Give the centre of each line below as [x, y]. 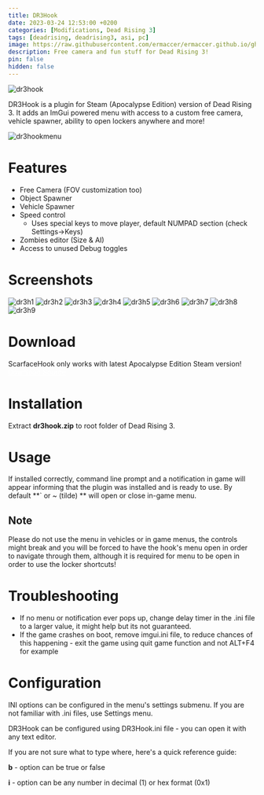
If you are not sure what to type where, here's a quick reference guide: [123, 753]
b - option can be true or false [57, 767]
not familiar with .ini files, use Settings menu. [81, 713]
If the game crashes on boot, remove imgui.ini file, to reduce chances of [136, 635]
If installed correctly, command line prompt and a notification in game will [127, 479]
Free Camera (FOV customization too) [81, 190]
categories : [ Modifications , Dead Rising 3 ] [82, 30]
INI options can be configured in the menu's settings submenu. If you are [126, 705]
